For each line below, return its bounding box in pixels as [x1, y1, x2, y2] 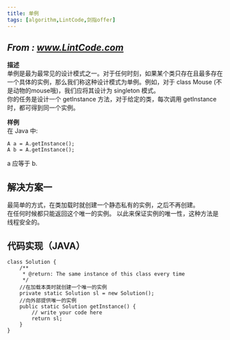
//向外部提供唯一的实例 [19, 297, 77, 304]
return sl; [31, 315, 63, 322]
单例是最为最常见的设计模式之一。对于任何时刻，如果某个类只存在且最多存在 [7, 69, 223, 77]
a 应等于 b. [7, 159, 38, 168]
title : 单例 [7, 10, 39, 17]
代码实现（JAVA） [7, 240, 86, 252]
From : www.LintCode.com [7, 42, 124, 53]
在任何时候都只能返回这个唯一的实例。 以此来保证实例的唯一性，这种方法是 [7, 210, 219, 218]
